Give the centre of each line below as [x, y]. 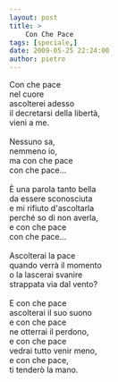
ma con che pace [41, 161]
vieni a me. [29, 123]
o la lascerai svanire [46, 275]
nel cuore [27, 94]
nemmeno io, [34, 151]
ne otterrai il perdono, [49, 331]
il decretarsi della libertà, [55, 113]
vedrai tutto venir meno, [53, 351]
